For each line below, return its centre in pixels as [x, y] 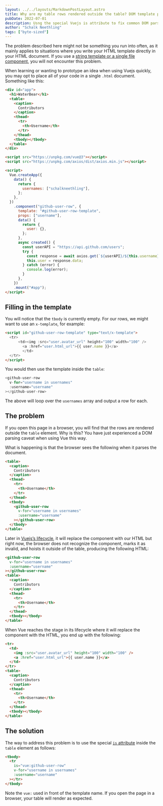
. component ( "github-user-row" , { [48, 206]
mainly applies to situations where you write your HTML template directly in [80, 51]
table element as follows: [30, 748]
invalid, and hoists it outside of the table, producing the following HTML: [77, 549]
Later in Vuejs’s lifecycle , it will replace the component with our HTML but [78, 538]
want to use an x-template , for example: [45, 324]
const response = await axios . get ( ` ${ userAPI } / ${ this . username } [93, 256]
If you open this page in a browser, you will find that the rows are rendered [80, 427]
